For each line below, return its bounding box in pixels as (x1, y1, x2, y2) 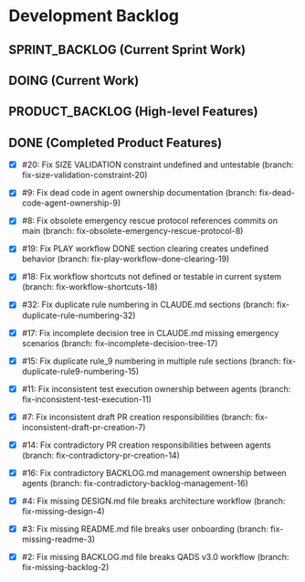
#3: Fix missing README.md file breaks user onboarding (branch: (21, 523, 268, 534)
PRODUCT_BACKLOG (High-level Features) (8, 104, 258, 120)
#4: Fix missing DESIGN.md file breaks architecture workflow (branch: (21, 495, 286, 506)
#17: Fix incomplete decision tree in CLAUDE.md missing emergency (21, 327, 279, 338)
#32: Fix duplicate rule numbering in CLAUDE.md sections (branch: (21, 299, 275, 311)
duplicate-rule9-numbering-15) (21, 365, 140, 376)
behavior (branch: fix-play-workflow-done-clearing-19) (21, 253, 230, 265)
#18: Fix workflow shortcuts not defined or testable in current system (21, 271, 282, 282)
